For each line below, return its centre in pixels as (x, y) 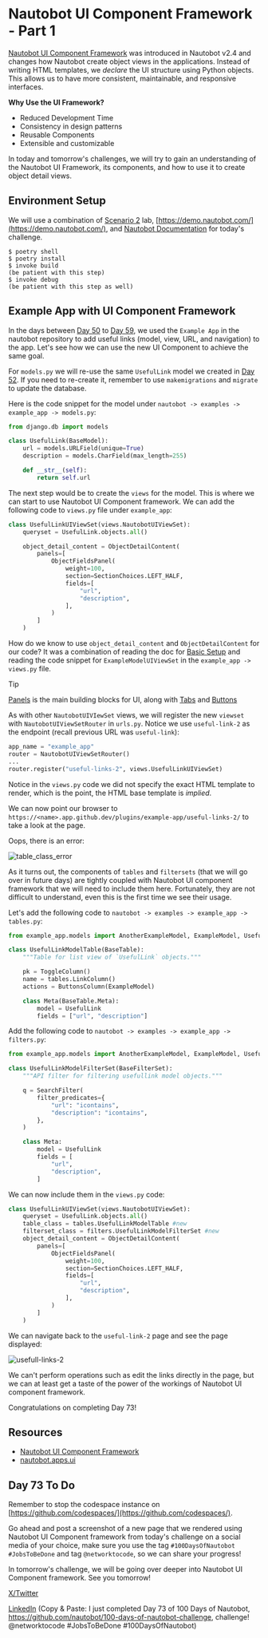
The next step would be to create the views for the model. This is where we (132, 493)
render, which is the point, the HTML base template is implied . (110, 793)
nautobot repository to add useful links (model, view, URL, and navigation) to (134, 338)
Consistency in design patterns (71, 126)
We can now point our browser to (63, 808)
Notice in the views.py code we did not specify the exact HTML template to (132, 784)
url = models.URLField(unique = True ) (84, 449)
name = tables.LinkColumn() (69, 979)
